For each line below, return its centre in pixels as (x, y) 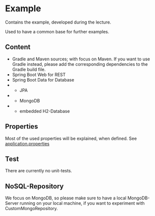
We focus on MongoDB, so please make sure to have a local (66, 198)
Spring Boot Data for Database (43, 80)
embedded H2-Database (45, 111)
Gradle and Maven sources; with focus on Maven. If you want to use (81, 59)
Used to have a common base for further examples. (57, 31)
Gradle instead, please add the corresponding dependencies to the (80, 64)
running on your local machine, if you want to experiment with (82, 203)
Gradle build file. (29, 69)
